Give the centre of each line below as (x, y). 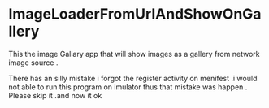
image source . (33, 63)
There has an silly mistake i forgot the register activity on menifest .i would (133, 78)
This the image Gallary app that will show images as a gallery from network (134, 54)
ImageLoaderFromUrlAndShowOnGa (135, 14)
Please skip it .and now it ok (55, 95)
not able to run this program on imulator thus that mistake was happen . (128, 87)
